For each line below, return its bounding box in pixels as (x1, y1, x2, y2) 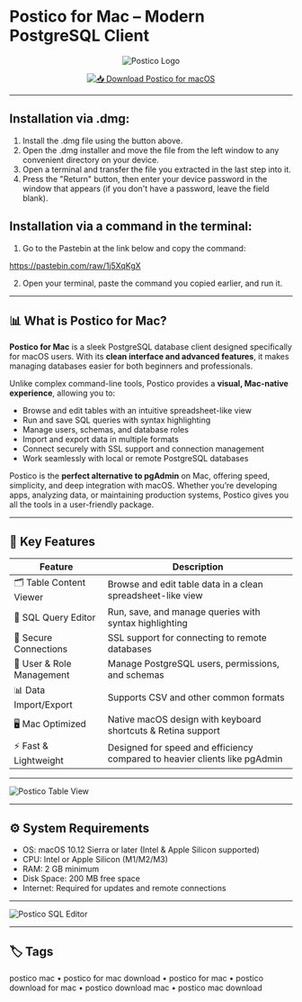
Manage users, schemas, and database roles (22, 424, 189, 435)
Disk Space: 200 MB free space (22, 873, 141, 884)
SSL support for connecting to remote (107, 632, 267, 644)
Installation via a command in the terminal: (9, 219, 253, 234)
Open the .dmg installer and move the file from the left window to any (22, 144, 280, 155)
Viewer (13, 591, 44, 604)
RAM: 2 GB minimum (22, 863, 100, 874)
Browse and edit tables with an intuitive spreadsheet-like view (22, 405, 252, 416)
